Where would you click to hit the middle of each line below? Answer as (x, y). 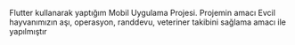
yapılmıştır (28, 31)
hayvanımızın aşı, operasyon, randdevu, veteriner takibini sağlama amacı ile (148, 22)
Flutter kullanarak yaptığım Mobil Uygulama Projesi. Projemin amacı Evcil (143, 13)
